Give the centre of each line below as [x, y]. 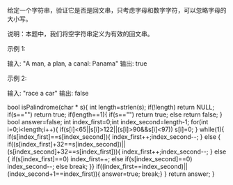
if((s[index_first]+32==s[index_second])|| [67, 144]
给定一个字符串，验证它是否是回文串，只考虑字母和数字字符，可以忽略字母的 [117, 10]
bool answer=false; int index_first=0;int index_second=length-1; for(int [108, 122]
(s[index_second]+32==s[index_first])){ [64, 151]
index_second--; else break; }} [51, 166]
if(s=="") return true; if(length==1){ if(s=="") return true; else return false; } [115, 114]
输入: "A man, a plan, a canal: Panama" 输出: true [77, 64]
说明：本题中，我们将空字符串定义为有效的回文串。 [80, 34]
